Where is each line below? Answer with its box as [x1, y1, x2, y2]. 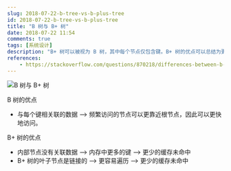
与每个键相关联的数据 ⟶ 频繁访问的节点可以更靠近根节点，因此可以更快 [16, 110, 222, 118]
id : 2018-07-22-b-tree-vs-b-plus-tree [7, 16, 118, 23]
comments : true [7, 36, 51, 43]
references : [7, 55, 41, 62]
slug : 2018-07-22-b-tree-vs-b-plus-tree [7, 10, 125, 17]
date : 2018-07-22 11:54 [7, 29, 76, 36]
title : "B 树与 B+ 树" [7, 23, 69, 30]
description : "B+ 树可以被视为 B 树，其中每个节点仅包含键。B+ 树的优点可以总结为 [7, 49, 221, 56]
